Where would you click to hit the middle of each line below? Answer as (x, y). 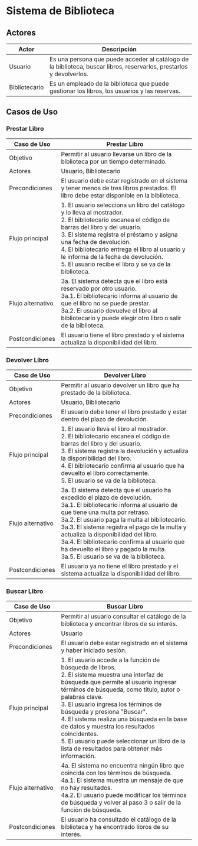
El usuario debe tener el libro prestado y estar (124, 412)
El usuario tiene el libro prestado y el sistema (123, 335)
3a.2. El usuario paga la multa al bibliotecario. (124, 519)
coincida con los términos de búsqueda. (116, 773)
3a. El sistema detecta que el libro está (114, 281)
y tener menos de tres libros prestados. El (118, 188)
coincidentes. (80, 734)
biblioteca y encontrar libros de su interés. (119, 624)
